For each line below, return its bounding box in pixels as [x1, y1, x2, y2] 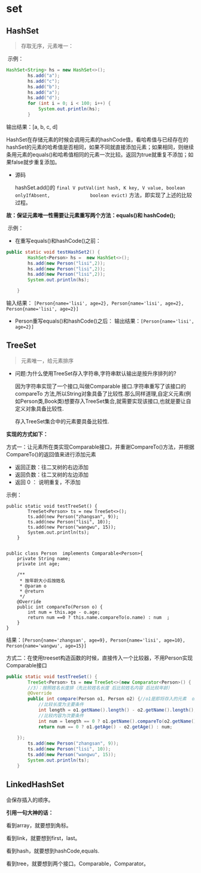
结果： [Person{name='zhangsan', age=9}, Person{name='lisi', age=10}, [6, 636, 185, 643]
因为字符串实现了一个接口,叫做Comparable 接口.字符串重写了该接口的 [14, 383, 187, 390]
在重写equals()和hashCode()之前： [14, 237, 102, 244]
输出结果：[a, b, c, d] [6, 123, 58, 130]
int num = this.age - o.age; [28, 609, 100, 615]
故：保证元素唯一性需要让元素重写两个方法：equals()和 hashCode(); [6, 212, 176, 219]
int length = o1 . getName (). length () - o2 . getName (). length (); [38, 707, 197, 714]
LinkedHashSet [6, 779, 65, 790]
